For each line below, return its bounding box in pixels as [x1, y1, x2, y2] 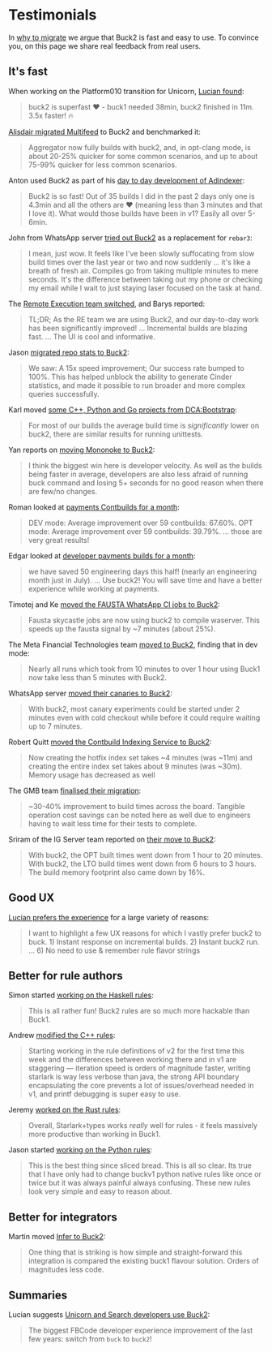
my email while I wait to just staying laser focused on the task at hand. [28, 282, 262, 293]
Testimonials [8, 6, 97, 24]
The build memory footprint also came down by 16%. [28, 867, 206, 877]
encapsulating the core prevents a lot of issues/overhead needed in [28, 1081, 254, 1091]
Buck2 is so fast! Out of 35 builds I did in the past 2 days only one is [28, 191, 255, 200]
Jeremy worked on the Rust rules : [8, 1105, 121, 1115]
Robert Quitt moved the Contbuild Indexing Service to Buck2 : [8, 737, 212, 747]
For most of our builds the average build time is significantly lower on [28, 420, 260, 430]
